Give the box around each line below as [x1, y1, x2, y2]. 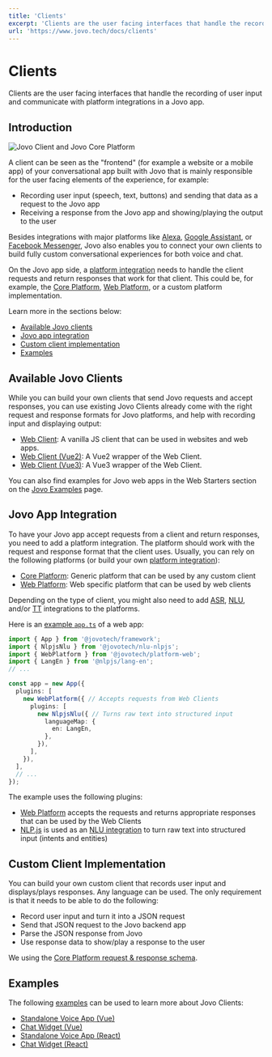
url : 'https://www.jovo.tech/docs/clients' [8, 27, 158, 35]
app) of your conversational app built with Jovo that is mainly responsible [8, 167, 253, 176]
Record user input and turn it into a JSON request [19, 911, 185, 921]
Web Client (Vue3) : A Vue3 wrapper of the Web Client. [19, 460, 202, 469]
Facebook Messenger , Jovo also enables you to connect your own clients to [8, 240, 262, 251]
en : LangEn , [51, 725, 92, 733]
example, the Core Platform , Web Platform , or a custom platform [8, 282, 223, 292]
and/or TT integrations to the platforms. [8, 604, 140, 613]
